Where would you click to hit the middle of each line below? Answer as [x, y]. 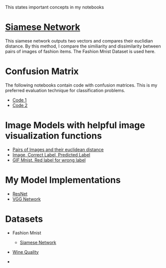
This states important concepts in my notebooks [55, 7]
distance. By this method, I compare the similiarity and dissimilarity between [83, 46]
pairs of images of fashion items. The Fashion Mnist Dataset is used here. [80, 51]
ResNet [20, 194]
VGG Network [27, 199]
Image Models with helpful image [75, 125]
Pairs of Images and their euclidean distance [58, 149]
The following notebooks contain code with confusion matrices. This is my [81, 85]
